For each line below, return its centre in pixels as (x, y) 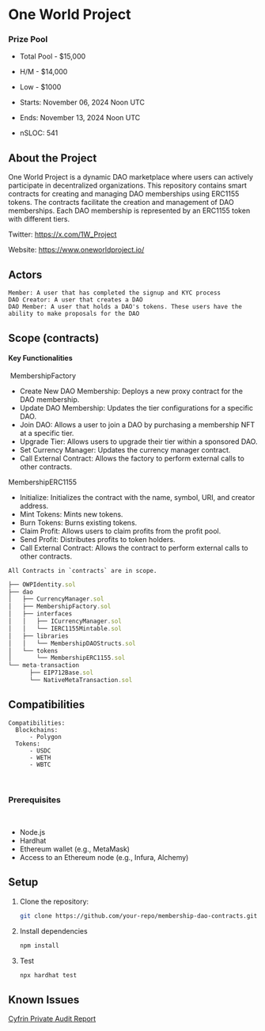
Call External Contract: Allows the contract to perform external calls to (134, 548)
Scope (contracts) (54, 338)
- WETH (40, 757)
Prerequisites (34, 799)
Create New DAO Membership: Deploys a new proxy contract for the (131, 391)
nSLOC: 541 (39, 133)
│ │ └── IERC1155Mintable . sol (65, 628)
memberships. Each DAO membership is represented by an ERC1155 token (129, 210)
